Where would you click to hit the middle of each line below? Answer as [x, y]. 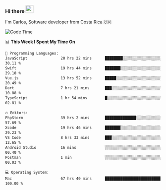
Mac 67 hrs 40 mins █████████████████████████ [83, 179]
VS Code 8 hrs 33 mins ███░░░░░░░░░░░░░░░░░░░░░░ [83, 138]
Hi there [15, 11]
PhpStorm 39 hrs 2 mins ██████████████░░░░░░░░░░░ [83, 118]
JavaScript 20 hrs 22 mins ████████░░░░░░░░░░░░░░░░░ [83, 59]
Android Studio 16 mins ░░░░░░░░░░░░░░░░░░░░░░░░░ [83, 148]
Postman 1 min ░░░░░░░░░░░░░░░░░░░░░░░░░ [83, 158]
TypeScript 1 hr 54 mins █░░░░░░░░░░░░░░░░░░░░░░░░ [83, 98]
